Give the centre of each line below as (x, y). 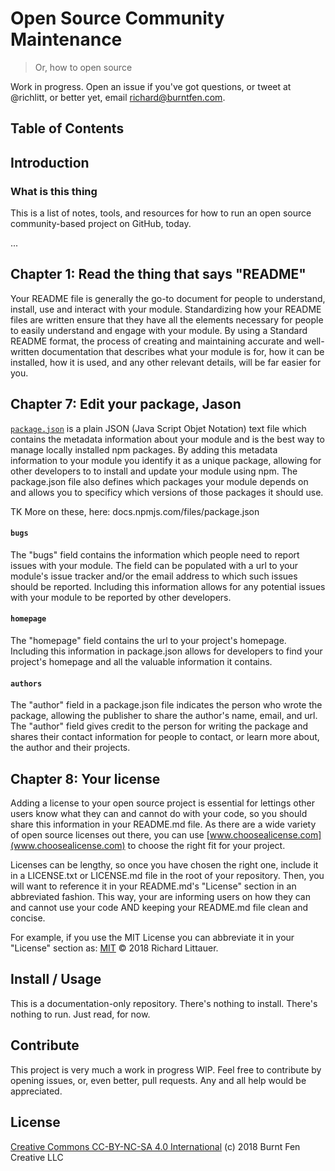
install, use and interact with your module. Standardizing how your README (166, 309)
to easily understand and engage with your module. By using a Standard (159, 330)
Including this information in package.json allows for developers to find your (166, 651)
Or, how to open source (83, 67)
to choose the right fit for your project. (206, 846)
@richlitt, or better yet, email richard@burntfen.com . (118, 97)
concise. (28, 918)
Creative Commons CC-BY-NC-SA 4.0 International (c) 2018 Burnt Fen (155, 1146)
